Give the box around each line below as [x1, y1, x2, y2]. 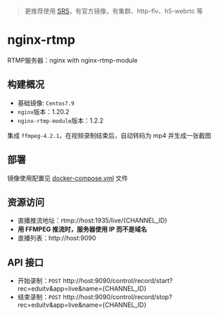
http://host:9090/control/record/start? [63, 277, 173, 285]
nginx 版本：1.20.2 [17, 107, 70, 115]
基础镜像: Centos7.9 [17, 99, 75, 107]
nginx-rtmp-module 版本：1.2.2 [17, 116, 104, 125]
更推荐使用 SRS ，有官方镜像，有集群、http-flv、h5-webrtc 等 [24, 7, 203, 15]
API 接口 [7, 256, 44, 268]
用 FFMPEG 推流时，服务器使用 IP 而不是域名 [17, 225, 148, 234]
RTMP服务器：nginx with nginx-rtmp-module [7, 56, 139, 64]
